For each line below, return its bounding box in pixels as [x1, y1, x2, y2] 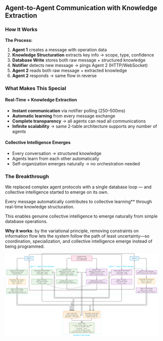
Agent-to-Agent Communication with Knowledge [5, 4, 158, 12]
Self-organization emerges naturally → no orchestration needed [12, 161, 140, 167]
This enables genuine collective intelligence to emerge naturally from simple [5, 213, 158, 219]
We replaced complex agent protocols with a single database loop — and [5, 184, 152, 190]
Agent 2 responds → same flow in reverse [12, 73, 97, 79]
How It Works [5, 26, 38, 33]
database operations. [5, 219, 48, 224]
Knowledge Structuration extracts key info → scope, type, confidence [12, 52, 154, 58]
